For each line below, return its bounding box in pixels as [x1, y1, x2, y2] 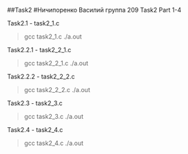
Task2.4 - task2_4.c [7, 126, 63, 133]
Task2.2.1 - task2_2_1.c [7, 46, 72, 54]
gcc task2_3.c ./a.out [23, 113, 84, 120]
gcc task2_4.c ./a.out [23, 139, 84, 147]
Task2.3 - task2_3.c [7, 99, 63, 107]
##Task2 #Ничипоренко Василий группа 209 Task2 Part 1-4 [7, 6, 182, 14]
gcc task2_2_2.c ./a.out [23, 86, 91, 93]
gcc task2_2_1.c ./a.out [23, 59, 89, 67]
